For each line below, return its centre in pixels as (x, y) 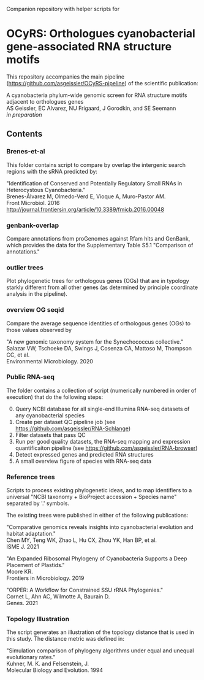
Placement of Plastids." (36, 565)
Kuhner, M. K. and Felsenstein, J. (48, 664)
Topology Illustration (38, 619)
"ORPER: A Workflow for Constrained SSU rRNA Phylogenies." (85, 590)
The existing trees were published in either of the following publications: (97, 516)
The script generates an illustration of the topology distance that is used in (100, 632)
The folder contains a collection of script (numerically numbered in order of (101, 390)
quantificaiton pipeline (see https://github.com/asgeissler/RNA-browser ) (106, 448)
